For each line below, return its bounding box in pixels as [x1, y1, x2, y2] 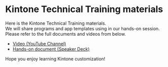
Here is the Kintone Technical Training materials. [5, 20, 106, 26]
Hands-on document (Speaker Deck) [12, 46, 90, 52]
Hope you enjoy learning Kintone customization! [5, 55, 105, 61]
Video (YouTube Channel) [12, 40, 66, 46]
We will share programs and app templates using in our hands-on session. [5, 25, 160, 31]
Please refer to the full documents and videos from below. [5, 31, 126, 37]
